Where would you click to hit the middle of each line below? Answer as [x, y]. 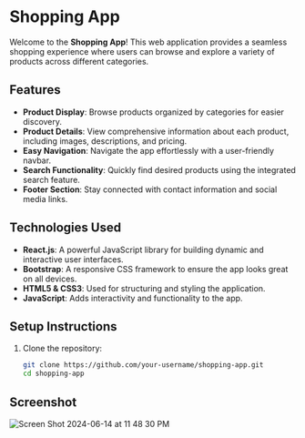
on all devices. [50, 279]
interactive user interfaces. [73, 259]
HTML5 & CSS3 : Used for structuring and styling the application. [144, 288]
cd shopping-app [53, 374]
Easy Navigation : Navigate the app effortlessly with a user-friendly [148, 150]
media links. [45, 199]
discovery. [42, 121]
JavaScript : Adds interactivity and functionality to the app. [132, 298]
